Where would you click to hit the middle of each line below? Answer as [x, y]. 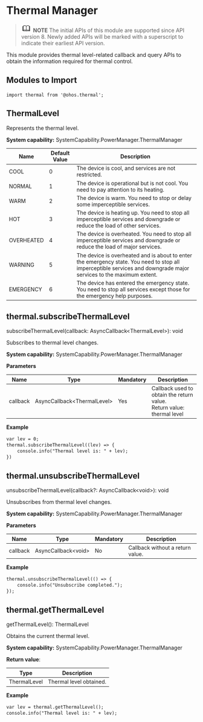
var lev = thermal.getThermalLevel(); [55, 707]
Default [60, 153]
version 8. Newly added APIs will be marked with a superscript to [102, 36]
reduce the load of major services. [119, 247]
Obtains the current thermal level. [48, 636]
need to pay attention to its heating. [120, 189]
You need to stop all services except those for [133, 289]
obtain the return [172, 395]
